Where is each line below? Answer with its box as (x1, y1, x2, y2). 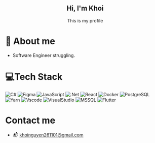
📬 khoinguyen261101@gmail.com (12, 132, 84, 138)
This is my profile (67, 17, 103, 23)
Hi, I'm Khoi (66, 4, 104, 13)
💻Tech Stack (5, 71, 63, 82)
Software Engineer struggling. (12, 52, 75, 58)
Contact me (5, 115, 56, 126)
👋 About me (5, 36, 56, 47)
